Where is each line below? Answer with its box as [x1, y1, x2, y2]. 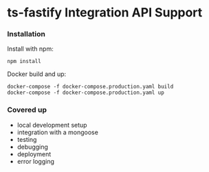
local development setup [16, 121, 87, 129]
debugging [16, 143, 48, 151]
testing [16, 135, 37, 143]
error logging [16, 157, 55, 165]
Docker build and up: [7, 70, 67, 78]
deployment [16, 149, 52, 158]
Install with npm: [7, 45, 54, 53]
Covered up [7, 105, 47, 114]
